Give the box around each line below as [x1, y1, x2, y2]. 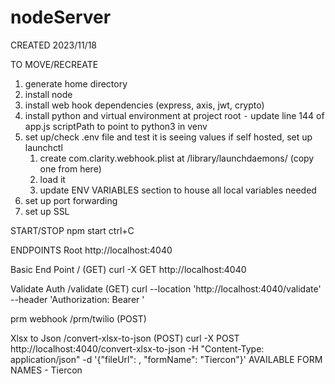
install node [24, 88, 73, 100]
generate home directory [24, 77, 128, 90]
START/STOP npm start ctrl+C [10, 224, 135, 236]
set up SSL [24, 205, 70, 217]
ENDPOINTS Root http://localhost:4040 [10, 244, 173, 256]
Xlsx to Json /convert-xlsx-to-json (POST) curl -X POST [10, 332, 240, 344]
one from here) [39, 162, 102, 175]
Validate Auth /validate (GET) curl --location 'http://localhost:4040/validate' [10, 282, 322, 295]
